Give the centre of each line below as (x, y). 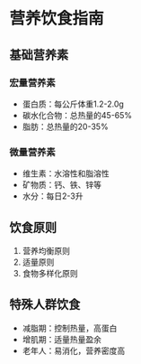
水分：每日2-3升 (53, 196)
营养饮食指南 (57, 19)
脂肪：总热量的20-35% (66, 126)
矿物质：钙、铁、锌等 (62, 185)
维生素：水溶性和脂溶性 (66, 173)
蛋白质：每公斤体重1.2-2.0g (73, 104)
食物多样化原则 (50, 273)
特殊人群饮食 (45, 305)
